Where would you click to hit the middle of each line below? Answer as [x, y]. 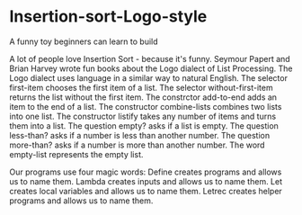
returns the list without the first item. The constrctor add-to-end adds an [143, 97]
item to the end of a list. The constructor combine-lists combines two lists [146, 106]
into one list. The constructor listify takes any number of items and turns [143, 116]
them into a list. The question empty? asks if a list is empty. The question [144, 125]
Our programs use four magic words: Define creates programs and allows [146, 172]
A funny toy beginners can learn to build [84, 41]
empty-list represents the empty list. [76, 154]
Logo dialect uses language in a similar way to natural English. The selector [148, 77]
